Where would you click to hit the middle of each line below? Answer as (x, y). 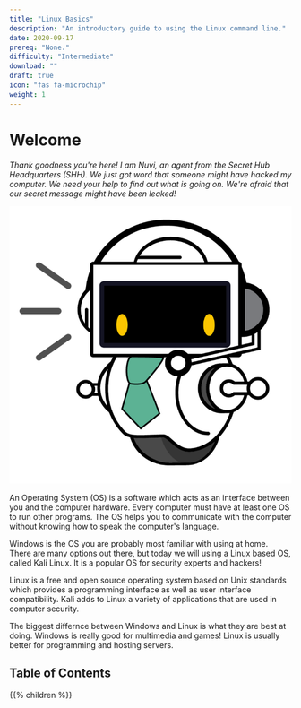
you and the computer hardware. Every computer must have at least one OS (150, 507)
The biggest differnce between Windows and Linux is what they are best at (148, 626)
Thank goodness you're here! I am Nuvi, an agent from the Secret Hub (140, 165)
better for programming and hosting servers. (91, 644)
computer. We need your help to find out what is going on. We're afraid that (149, 184)
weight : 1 (28, 94)
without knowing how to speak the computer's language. (114, 526)
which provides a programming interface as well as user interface (130, 589)
